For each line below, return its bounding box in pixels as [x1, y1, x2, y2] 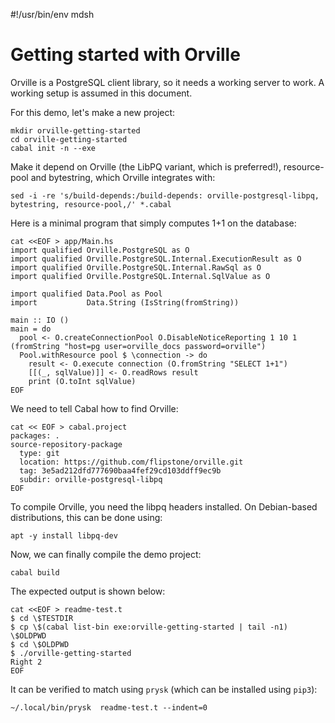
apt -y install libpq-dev [10, 530, 118, 541]
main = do [10, 324, 52, 334]
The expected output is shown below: [10, 585, 166, 597]
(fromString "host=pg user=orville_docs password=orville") [10, 341, 267, 351]
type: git [19, 448, 60, 458]
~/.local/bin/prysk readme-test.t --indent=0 [10, 702, 208, 713]
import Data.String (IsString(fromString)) [10, 297, 240, 308]
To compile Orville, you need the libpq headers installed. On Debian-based [10, 500, 318, 513]
